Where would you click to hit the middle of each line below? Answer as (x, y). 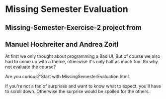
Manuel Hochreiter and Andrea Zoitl (62, 44)
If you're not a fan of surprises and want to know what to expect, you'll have (83, 86)
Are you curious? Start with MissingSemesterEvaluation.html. (68, 77)
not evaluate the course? (31, 67)
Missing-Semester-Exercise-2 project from (73, 28)
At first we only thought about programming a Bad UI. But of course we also (83, 56)
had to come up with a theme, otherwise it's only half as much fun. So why (82, 62)
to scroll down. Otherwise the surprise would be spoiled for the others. (78, 92)
